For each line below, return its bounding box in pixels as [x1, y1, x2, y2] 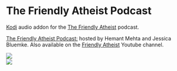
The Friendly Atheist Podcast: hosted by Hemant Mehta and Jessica [6, 35, 172, 42]
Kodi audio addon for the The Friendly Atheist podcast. [6, 23, 140, 31]
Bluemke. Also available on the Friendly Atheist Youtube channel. [6, 41, 164, 48]
